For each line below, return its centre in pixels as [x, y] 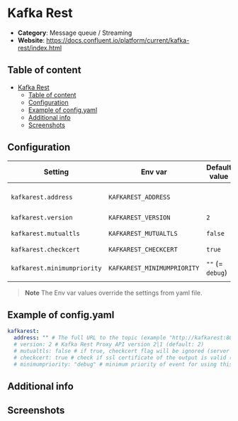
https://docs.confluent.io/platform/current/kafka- [118, 40]
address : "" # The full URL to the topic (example [90, 338]
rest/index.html [40, 48]
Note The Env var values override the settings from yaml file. [114, 292]
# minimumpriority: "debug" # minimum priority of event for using [115, 364]
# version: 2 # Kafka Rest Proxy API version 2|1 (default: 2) [109, 345]
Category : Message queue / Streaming [75, 33]
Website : [31, 40]
